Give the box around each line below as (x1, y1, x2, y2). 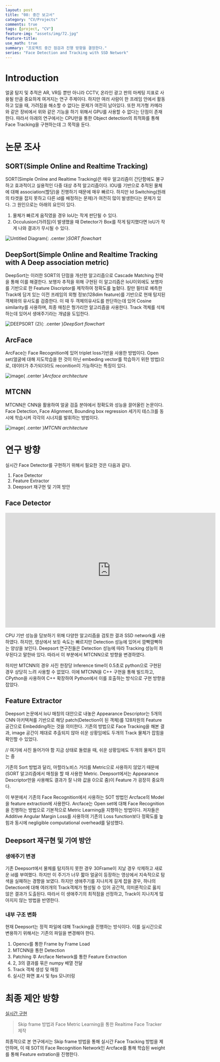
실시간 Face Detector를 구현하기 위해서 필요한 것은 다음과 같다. (5, 462, 131, 468)
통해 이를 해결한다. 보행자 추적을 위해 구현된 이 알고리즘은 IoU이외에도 (10, 279, 150, 285)
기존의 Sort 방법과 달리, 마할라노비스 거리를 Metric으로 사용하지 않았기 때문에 (5, 764, 159, 771)
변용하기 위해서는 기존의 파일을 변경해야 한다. (5, 930, 95, 936)
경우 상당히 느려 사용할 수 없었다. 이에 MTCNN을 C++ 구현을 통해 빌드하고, (5, 669, 154, 675)
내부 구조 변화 (5, 911, 37, 919)
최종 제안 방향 (5, 993, 59, 1004)
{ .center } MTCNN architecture (23, 425, 88, 431)
